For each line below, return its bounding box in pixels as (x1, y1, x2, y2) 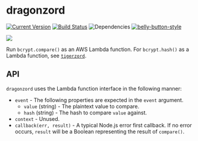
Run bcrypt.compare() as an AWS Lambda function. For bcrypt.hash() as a (6, 46, 189, 53)
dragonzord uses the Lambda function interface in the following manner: (6, 85, 183, 92)
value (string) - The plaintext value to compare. (23, 102, 140, 110)
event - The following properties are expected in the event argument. (14, 96, 184, 104)
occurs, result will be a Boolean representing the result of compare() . (14, 128, 185, 135)
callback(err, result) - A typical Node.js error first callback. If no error (14, 121, 192, 129)
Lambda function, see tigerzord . (6, 52, 87, 59)
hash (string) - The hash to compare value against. (23, 109, 147, 116)
